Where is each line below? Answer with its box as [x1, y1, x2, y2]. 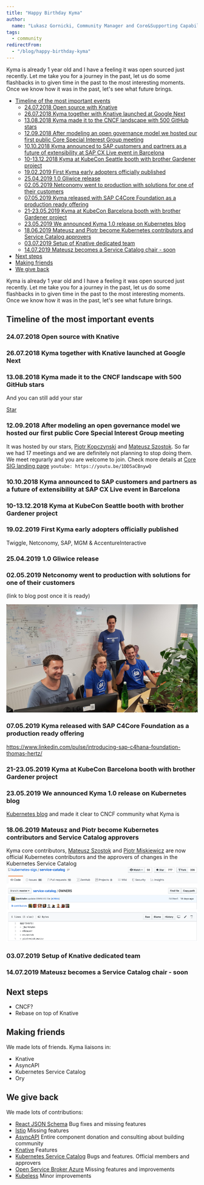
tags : [6, 29, 20, 35]
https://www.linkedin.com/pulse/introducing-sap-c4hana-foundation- [6, 743, 181, 751]
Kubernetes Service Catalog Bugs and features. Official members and [15, 1152, 190, 1160]
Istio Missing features [15, 1127, 69, 1134]
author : [6, 16, 26, 23]
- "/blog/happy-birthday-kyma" [12, 49, 91, 55]
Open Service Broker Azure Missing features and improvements [15, 1166, 175, 1173]
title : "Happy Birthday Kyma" [6, 10, 83, 16]
